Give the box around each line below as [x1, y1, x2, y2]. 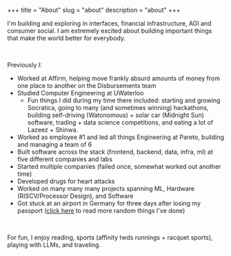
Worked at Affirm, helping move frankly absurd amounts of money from [17, 74, 221, 82]
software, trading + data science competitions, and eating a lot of [27, 118, 214, 127]
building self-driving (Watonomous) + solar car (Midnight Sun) [27, 111, 205, 119]
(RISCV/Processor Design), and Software [17, 192, 134, 200]
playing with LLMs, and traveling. [7, 241, 101, 248]
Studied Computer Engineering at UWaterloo [17, 89, 144, 97]
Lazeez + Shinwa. [27, 126, 79, 134]
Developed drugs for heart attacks [17, 177, 115, 185]
